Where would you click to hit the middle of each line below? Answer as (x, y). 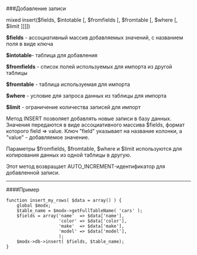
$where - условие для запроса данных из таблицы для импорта (86, 96)
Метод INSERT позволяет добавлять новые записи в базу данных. (89, 118)
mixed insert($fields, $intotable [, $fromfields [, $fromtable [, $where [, (92, 20)
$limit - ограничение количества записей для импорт (73, 107)
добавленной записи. (33, 173)
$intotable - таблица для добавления (52, 55)
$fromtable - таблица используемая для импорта (68, 84)
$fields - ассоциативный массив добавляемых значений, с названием (95, 37)
